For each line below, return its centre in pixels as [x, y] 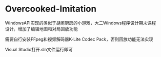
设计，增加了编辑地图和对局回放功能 [41, 29]
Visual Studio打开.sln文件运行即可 [39, 49]
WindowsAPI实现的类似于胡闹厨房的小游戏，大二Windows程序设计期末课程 [80, 23]
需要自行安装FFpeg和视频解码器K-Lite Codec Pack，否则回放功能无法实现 [79, 39]
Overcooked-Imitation [51, 9]
